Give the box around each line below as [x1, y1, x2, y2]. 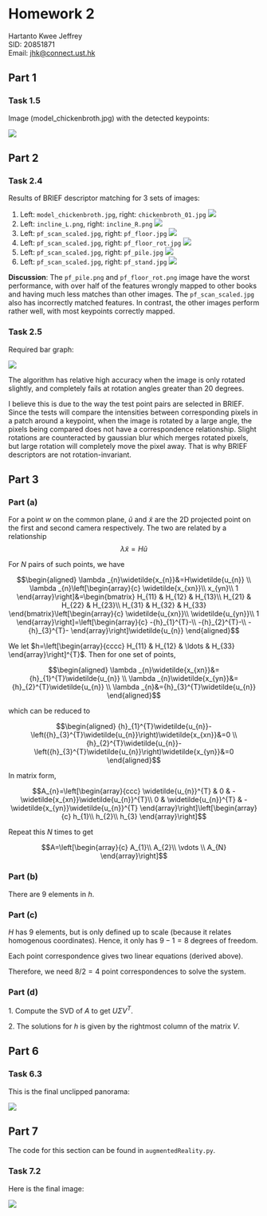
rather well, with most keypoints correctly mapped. [8, 306, 175, 316]
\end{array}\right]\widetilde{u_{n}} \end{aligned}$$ [70, 626, 240, 636]
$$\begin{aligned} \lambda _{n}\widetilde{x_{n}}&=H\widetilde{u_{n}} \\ [16, 575, 252, 584]
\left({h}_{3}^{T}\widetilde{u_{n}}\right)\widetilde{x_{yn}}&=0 [33, 747, 234, 757]
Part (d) [8, 986, 38, 998]
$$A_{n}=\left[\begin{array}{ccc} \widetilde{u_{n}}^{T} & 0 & [32, 786, 231, 796]
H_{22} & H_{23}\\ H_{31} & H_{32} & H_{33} [61, 600, 207, 610]
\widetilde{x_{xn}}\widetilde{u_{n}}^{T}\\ [20, 795, 153, 805]
